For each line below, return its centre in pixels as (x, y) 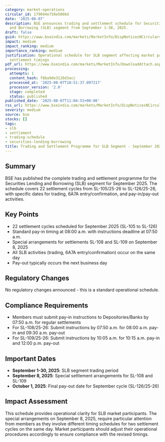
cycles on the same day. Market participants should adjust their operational (81, 429)
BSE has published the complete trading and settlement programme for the (81, 178)
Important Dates (30, 359)
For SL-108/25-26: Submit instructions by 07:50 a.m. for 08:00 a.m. (80, 328)
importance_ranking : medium (34, 51)
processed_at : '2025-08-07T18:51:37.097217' (56, 82)
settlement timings (29, 60)
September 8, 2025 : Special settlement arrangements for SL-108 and (82, 375)
